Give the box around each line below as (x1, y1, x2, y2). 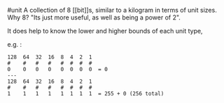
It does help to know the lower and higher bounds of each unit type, (7, 27, 203, 35)
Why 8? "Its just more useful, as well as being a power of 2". (7, 13, 181, 22)
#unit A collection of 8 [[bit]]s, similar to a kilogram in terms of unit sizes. (7, 6, 217, 14)
